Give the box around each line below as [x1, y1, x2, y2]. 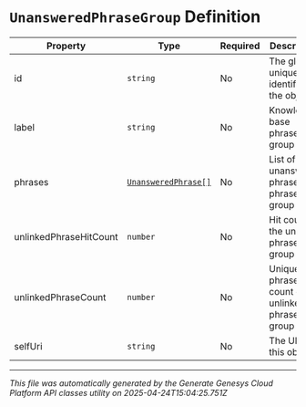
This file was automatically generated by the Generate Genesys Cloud [9, 377, 273, 389]
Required [219, 39, 260, 52]
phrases [14, 175, 49, 188]
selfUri [14, 339, 43, 352]
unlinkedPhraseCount [14, 290, 107, 303]
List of [268, 152, 296, 165]
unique [268, 66, 299, 78]
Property [46, 39, 87, 52]
